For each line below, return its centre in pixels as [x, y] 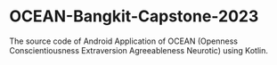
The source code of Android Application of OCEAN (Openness [124, 41]
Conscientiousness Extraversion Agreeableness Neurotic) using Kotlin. [139, 50]
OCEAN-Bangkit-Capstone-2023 [134, 16]
